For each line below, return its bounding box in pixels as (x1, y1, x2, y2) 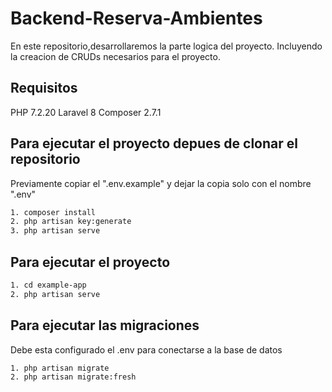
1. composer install (10, 207, 97, 217)
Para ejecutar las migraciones (10, 317, 200, 334)
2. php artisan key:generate (10, 217, 132, 227)
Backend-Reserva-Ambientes (10, 7, 263, 30)
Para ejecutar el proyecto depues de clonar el (10, 135, 298, 152)
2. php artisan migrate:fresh (10, 372, 137, 382)
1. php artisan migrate (10, 363, 110, 373)
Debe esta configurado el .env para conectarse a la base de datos (10, 343, 283, 356)
